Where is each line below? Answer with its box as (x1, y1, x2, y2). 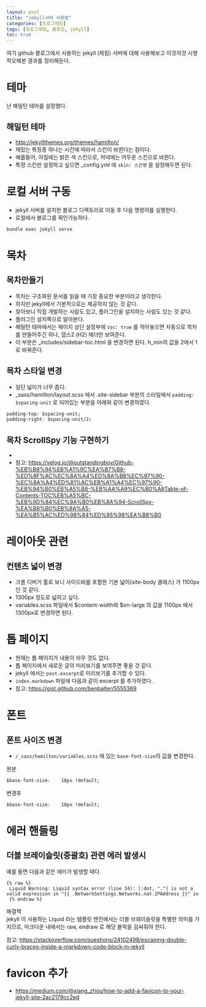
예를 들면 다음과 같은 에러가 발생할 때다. (6, 868, 101, 875)
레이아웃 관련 (6, 534, 69, 549)
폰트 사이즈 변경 (6, 735, 63, 745)
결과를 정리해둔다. (27, 57, 71, 64)
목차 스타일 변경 (6, 366, 63, 376)
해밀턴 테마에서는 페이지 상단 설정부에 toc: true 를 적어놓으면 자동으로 (15, 323, 186, 330)
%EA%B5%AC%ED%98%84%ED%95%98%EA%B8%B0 (15, 511, 162, 519)
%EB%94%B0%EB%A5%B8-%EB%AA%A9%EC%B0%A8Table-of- (15, 485, 189, 493)
